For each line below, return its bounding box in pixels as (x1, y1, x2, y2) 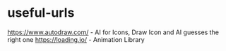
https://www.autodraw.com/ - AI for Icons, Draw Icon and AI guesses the (7, 28, 219, 36)
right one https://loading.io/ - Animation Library (7, 35, 145, 43)
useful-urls (7, 5, 75, 21)
